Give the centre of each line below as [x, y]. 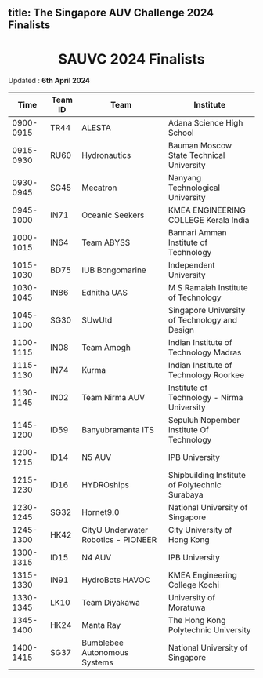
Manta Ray [101, 625]
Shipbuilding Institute [207, 476]
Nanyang [185, 178]
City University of [200, 530]
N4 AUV [97, 558]
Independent [191, 265]
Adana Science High [205, 123]
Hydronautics [106, 155]
